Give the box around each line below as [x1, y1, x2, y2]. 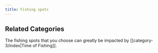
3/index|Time [5, 43, 32, 49]
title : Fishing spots [5, 7, 49, 12]
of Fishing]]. [32, 43, 57, 49]
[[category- [130, 38, 153, 43]
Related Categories [5, 25, 65, 33]
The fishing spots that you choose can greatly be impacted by [5, 38, 129, 43]
